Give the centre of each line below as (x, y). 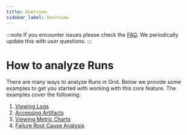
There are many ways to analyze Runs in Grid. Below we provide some (94, 82)
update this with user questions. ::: (49, 41)
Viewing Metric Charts (43, 119)
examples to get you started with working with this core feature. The (91, 89)
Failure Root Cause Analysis (50, 126)
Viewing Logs (32, 107)
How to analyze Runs (60, 65)
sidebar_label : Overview (37, 17)
